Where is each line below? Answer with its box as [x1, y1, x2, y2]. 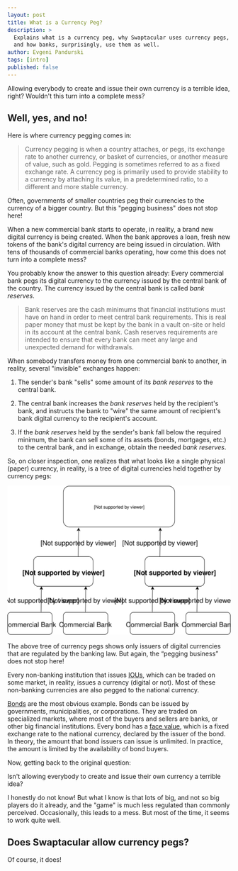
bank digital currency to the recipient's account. [17, 414, 158, 422]
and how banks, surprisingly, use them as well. [13, 41, 160, 49]
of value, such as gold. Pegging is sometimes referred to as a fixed [24, 159, 220, 168]
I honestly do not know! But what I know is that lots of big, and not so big [7, 793, 220, 802]
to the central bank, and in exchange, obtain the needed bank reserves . [17, 443, 227, 451]
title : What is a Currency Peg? [7, 18, 103, 26]
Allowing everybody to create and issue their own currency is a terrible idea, [7, 84, 230, 92]
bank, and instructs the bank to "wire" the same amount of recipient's [17, 406, 221, 415]
